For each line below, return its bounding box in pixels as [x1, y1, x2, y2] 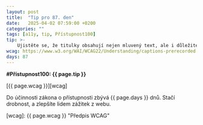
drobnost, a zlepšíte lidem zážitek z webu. [6, 100, 111, 107]
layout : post [6, 8, 39, 15]
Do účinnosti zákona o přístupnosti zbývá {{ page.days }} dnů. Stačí [6, 94, 175, 101]
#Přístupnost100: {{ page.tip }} [6, 70, 86, 77]
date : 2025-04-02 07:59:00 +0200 [6, 20, 96, 26]
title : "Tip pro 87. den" [6, 14, 74, 21]
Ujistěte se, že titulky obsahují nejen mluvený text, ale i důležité [17, 43, 199, 49]
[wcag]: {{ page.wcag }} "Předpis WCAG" [6, 112, 110, 119]
